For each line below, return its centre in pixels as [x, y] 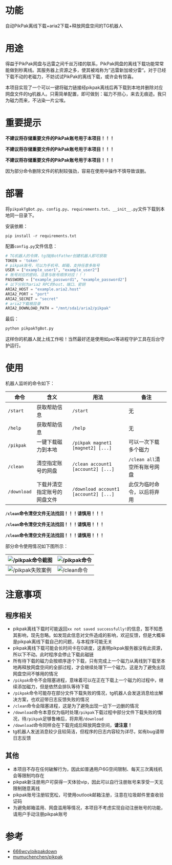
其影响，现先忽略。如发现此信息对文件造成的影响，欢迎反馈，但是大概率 [89, 635]
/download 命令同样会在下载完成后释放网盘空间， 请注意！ [72, 725]
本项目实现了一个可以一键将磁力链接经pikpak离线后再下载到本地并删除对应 [84, 87]
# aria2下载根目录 [23, 304]
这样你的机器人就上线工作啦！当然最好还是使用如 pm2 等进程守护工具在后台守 [85, 339]
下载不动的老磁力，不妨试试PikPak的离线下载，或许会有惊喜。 [71, 76]
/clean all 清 [144, 459]
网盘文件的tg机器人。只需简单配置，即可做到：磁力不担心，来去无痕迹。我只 [86, 94]
